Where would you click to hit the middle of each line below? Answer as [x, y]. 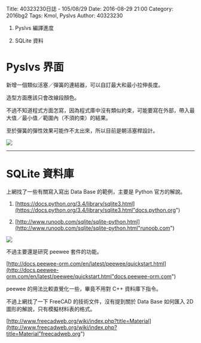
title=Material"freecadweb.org [43, 333]
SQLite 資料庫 [40, 174]
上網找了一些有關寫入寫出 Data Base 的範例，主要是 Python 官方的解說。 [96, 191]
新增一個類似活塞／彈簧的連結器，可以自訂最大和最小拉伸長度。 [85, 85]
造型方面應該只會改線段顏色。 [43, 97]
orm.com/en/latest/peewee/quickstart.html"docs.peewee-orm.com [89, 276]
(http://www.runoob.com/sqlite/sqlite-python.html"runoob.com [92, 228]
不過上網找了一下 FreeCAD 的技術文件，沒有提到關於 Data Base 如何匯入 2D [100, 301]
